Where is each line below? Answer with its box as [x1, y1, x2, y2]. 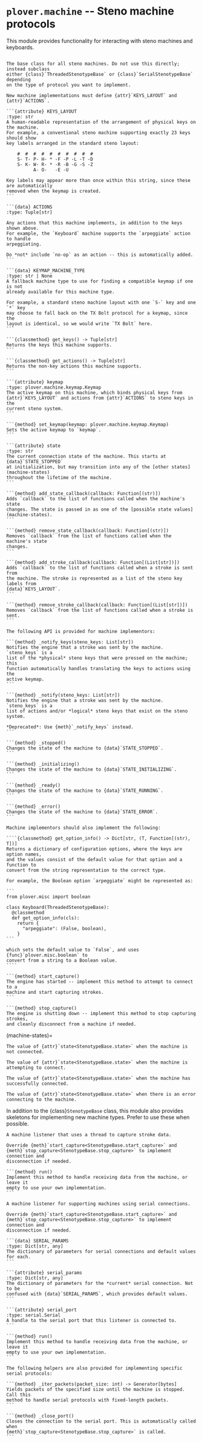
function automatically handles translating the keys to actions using [6, 665, 191, 671]
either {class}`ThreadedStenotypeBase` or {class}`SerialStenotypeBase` [6, 71, 194, 77]
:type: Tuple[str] [6, 209, 53, 215]
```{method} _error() [6, 803, 61, 810]
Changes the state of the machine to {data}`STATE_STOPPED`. [6, 745, 164, 751]
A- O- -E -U [33, 167, 69, 173]
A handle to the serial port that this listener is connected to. [6, 1317, 177, 1323]
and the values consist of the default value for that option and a [6, 856, 183, 862]
